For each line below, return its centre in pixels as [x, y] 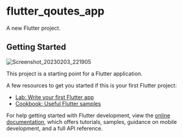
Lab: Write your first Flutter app [55, 97]
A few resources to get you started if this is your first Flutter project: [91, 85]
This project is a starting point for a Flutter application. [74, 74]
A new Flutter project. [34, 28]
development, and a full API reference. [55, 128]
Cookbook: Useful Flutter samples [58, 103]
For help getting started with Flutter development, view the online [88, 115]
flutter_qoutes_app [56, 11]
